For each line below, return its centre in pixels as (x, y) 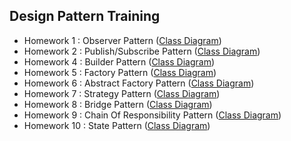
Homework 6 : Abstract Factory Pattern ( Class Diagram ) (139, 83)
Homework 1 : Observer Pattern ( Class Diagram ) (122, 40)
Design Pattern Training (85, 16)
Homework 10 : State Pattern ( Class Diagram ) (117, 125)
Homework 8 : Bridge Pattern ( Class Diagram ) (118, 104)
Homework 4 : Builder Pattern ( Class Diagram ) (119, 61)
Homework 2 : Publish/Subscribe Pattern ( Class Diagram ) (142, 51)
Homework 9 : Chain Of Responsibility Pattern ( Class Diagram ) (152, 115)
